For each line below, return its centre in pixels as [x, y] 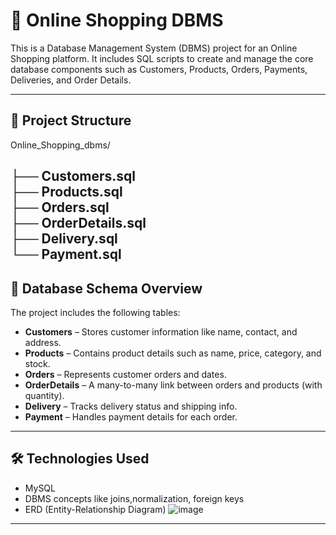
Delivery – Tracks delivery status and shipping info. [131, 406]
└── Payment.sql [66, 254]
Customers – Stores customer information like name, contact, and [161, 331]
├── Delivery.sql [64, 239]
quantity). [44, 395]
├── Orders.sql [60, 207]
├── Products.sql [66, 192]
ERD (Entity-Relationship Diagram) [95, 509]
